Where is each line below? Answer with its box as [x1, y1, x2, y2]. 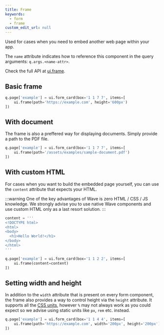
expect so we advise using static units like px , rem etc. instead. [5, 308, 130, 313]
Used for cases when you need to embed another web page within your [5, 39, 150, 45]
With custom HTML [5, 168, 65, 177]
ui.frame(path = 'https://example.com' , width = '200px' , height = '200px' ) [14, 321, 161, 327]
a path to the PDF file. [5, 136, 49, 142]
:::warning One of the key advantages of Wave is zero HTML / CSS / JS [5, 196, 148, 201]
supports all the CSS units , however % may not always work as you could [5, 302, 151, 308]
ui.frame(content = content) [14, 261, 69, 266]
